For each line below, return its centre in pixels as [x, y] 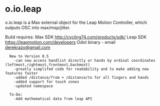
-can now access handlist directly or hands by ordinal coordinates [85, 60]
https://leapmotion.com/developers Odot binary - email [60, 42]
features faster [21, 73]
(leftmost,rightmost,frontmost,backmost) [48, 65]
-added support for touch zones [46, 82]
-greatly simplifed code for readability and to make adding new [81, 69]
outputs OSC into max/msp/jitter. [38, 27]
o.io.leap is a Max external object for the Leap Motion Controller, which [76, 22]
